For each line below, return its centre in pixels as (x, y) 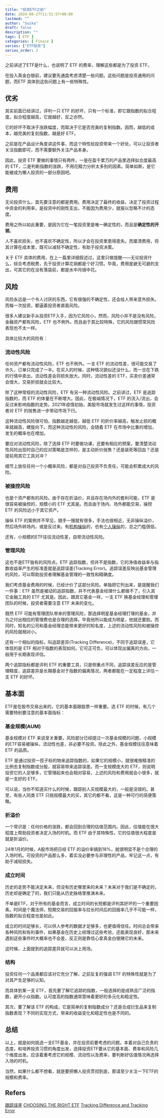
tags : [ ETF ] (20, 37)
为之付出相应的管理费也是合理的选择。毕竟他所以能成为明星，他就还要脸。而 (82, 619)
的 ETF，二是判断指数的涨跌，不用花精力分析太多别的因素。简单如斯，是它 (80, 166)
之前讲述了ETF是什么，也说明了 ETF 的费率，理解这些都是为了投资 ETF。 (79, 65)
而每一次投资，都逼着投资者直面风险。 (43, 305)
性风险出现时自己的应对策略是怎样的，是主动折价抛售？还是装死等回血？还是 (82, 450)
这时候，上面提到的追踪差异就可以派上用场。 (50, 948)
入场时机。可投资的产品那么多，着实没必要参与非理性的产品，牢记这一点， (80, 855)
